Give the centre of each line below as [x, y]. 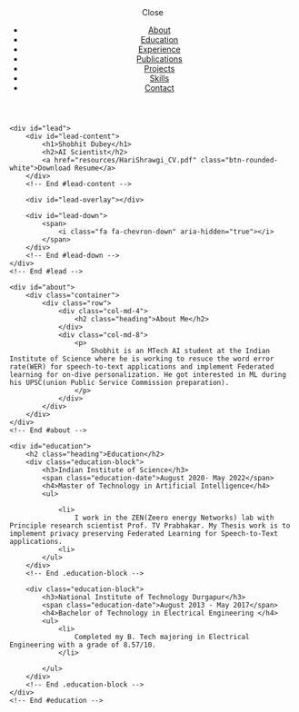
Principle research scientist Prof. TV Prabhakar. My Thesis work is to [150, 526]
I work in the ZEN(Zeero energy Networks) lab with [174, 518]
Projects [159, 69]
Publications [159, 59]
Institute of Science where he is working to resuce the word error [142, 359]
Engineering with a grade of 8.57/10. [83, 645]
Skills [159, 78]
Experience [159, 49]
